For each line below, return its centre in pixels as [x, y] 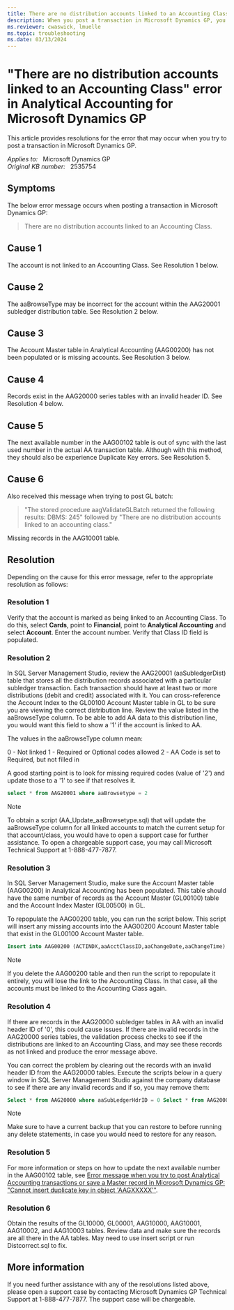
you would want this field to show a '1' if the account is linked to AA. [105, 725]
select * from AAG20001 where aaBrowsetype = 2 [78, 794]
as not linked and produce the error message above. [83, 1051]
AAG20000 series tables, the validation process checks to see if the [105, 1036]
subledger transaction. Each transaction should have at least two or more [112, 688]
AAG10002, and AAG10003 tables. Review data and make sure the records [114, 1230]
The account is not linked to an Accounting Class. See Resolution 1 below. [113, 265]
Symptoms [31, 188]
